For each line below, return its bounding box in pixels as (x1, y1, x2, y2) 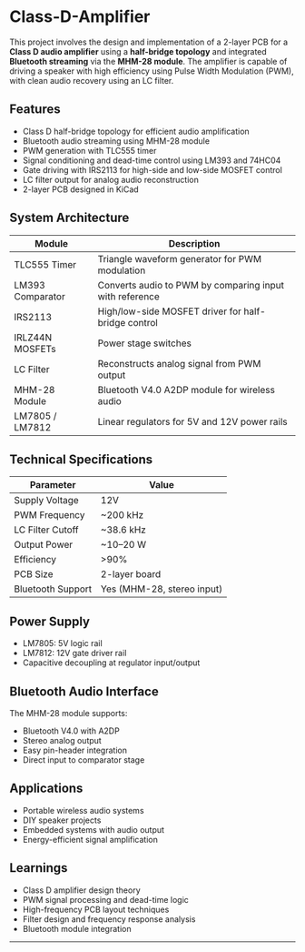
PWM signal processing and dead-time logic (22, 894, 189, 905)
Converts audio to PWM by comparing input (97, 279, 284, 291)
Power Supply (9, 613, 91, 629)
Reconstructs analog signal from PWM (97, 357, 261, 370)
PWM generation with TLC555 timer (22, 145, 157, 156)
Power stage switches (97, 337, 192, 349)
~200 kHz (100, 509, 144, 522)
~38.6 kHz (100, 523, 147, 536)
